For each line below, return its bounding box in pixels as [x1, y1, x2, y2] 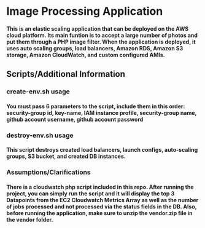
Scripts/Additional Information [6, 69, 126, 79]
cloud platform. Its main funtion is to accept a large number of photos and [6, 31, 198, 39]
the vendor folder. [6, 216, 53, 223]
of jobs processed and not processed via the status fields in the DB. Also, [6, 203, 197, 210]
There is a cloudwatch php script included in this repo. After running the [6, 183, 195, 191]
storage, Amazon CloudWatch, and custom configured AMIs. [6, 51, 165, 58]
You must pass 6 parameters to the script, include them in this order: [6, 103, 185, 110]
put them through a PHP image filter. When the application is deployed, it [6, 38, 196, 45]
